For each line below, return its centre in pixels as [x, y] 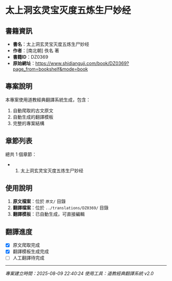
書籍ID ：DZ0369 [30, 57]
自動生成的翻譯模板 [33, 117]
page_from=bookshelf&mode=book [50, 69]
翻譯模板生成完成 [31, 251]
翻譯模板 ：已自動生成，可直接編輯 [49, 214]
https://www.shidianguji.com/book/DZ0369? [82, 63]
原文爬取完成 [26, 245]
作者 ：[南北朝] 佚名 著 [36, 51]
